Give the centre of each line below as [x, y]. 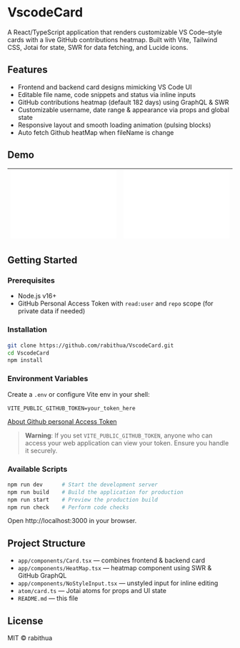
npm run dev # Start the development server [83, 485]
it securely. [41, 450]
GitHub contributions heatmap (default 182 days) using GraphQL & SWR [123, 102]
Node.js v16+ [37, 296]
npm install [25, 360]
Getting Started [42, 260]
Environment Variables [48, 379]
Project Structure [46, 543]
